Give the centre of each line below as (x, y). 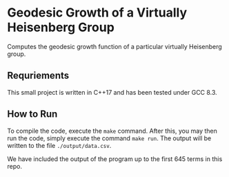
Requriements (38, 76)
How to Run (32, 114)
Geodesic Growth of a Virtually (97, 13)
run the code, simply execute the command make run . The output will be (109, 138)
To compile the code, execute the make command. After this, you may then (112, 131)
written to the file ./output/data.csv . (59, 145)
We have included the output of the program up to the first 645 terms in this (115, 159)
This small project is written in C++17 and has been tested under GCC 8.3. (112, 92)
